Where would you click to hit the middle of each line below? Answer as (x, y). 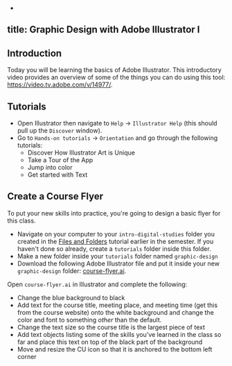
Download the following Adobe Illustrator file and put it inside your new (118, 263)
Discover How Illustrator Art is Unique (81, 152)
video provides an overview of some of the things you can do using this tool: (116, 78)
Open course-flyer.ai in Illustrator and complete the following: (97, 284)
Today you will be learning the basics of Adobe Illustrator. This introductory (114, 70)
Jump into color (50, 168)
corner (27, 356)
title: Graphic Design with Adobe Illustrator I (104, 29)
